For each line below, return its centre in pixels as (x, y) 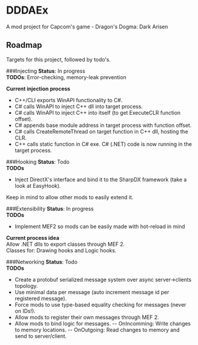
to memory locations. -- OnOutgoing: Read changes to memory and (97, 330)
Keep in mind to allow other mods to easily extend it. (70, 197)
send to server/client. (40, 336)
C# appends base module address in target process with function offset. (103, 125)
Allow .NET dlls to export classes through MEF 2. (66, 244)
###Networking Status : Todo (42, 262)
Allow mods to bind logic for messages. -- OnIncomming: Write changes (103, 323)
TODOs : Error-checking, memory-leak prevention (66, 77)
